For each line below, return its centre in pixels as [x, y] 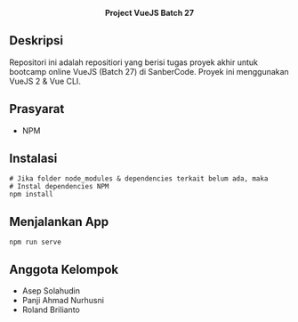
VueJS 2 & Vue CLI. [45, 81]
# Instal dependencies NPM [59, 187]
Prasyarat [37, 109]
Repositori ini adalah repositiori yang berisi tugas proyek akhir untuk [134, 62]
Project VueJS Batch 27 [149, 13]
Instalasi [33, 159]
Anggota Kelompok [64, 269]
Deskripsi [36, 40]
